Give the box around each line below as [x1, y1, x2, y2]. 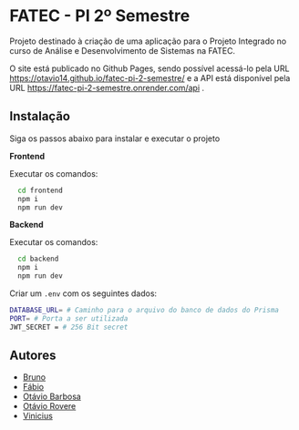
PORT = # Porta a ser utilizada [9, 313, 129, 323]
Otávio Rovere [22, 401, 77, 412]
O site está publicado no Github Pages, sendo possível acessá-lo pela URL [9, 63, 290, 74]
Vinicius [22, 411, 53, 422]
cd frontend [17, 186, 64, 195]
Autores [9, 348, 57, 363]
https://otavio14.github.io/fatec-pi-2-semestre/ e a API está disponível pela [9, 72, 291, 83]
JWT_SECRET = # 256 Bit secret [9, 322, 129, 332]
